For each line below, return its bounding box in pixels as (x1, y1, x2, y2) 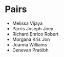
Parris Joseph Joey (12, 25, 54, 31)
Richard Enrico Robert (12, 31, 59, 37)
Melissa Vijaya (12, 20, 43, 26)
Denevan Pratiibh (12, 47, 49, 53)
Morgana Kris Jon (12, 36, 50, 42)
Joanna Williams (12, 41, 47, 47)
